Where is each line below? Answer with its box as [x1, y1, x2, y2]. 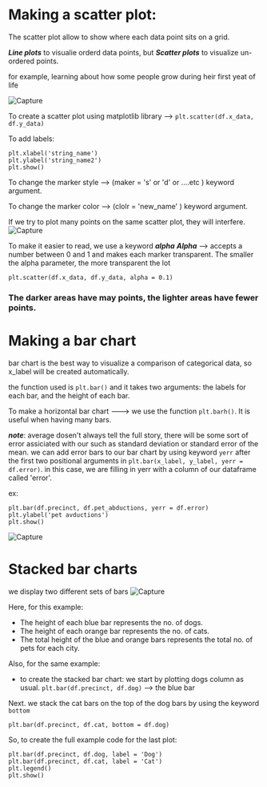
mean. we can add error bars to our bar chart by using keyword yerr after [8, 447, 251, 457]
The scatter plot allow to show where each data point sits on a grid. [8, 32, 230, 42]
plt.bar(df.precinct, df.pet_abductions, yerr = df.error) [8, 503, 209, 512]
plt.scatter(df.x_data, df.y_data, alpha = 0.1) [8, 273, 173, 281]
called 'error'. [8, 473, 52, 482]
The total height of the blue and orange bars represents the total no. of [19, 635, 253, 644]
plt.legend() [8, 764, 52, 773]
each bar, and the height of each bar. [8, 390, 130, 400]
